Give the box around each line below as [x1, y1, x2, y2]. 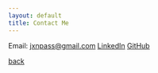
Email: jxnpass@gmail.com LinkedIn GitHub [8, 40, 150, 50]
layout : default [8, 11, 62, 20]
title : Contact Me [8, 19, 69, 27]
